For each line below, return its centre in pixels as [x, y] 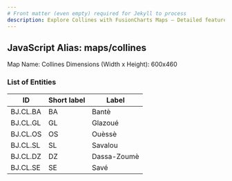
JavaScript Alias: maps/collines [77, 48]
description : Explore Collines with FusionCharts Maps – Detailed [105, 20]
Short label [67, 100]
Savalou [105, 145]
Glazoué [106, 123]
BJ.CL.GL [26, 123]
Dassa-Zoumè [116, 156]
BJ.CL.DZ [26, 156]
